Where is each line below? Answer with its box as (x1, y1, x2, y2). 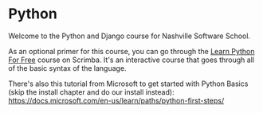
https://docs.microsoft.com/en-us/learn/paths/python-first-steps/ (8, 95, 225, 105)
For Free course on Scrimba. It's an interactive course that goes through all (8, 55, 255, 64)
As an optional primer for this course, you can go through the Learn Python (8, 46, 255, 56)
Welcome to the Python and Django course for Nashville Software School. (8, 31, 251, 41)
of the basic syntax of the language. (8, 63, 127, 72)
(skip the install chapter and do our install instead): (8, 87, 175, 96)
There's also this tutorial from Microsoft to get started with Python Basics (8, 79, 249, 88)
